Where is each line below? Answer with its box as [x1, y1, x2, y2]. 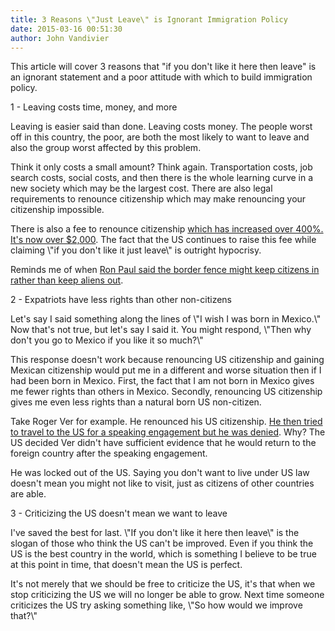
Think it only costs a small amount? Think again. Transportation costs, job [10, 161, 313, 173]
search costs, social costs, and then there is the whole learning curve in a [10, 172, 314, 184]
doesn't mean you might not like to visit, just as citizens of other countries [10, 477, 315, 490]
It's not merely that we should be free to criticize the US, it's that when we [10, 578, 316, 590]
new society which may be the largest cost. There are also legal [10, 182, 273, 195]
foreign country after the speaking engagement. [10, 447, 208, 460]
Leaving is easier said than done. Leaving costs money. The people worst [10, 121, 313, 133]
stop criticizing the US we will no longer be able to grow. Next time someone [10, 589, 325, 601]
